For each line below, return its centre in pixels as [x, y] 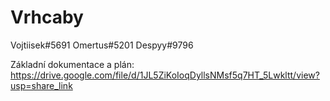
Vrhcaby [47, 17]
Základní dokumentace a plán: [72, 64]
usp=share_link [41, 85]
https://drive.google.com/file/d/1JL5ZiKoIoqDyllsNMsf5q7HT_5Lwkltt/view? [165, 75]
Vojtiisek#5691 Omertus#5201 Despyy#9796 [102, 45]
